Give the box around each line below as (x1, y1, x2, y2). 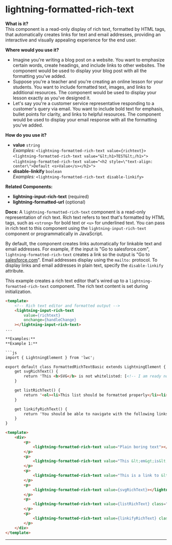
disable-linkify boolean (12, 168, 62, 174)
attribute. (5, 267, 25, 274)
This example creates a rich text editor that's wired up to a (5, 278, 128, 284)
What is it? (5, 20, 29, 27)
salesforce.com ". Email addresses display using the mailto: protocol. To (5, 257, 158, 263)
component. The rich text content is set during (50, 283, 148, 289)
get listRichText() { (14, 388, 60, 393)
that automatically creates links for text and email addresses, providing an (5, 31, 161, 37)
